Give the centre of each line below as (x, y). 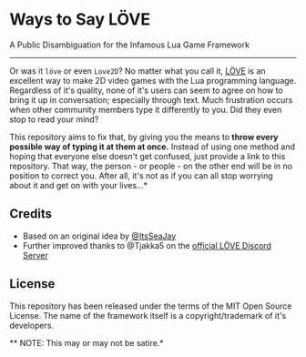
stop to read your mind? (54, 119)
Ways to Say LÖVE (80, 20)
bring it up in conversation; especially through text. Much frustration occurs (151, 99)
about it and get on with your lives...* (79, 185)
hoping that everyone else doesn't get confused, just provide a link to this (148, 156)
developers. (32, 325)
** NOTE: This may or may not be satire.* (87, 342)
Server (35, 255)
